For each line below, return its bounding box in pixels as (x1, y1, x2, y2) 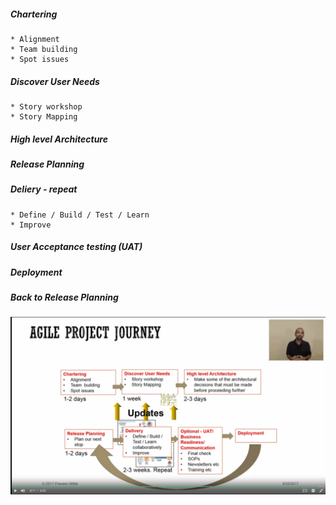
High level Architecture (10, 133, 108, 145)
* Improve (10, 220, 52, 230)
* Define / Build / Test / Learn (10, 210, 150, 220)
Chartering (10, 8, 58, 20)
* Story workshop (10, 101, 83, 112)
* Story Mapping (10, 111, 78, 122)
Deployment (10, 266, 63, 278)
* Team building (10, 44, 78, 54)
